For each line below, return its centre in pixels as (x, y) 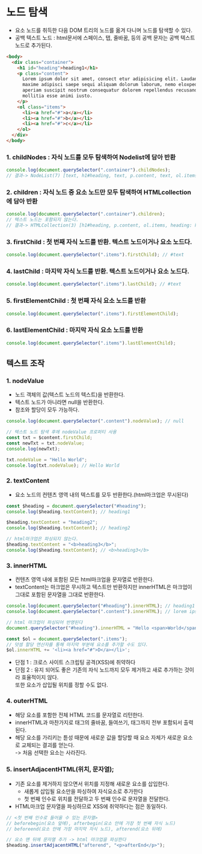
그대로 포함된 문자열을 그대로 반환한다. (60, 594)
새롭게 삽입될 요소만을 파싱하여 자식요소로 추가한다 (83, 791)
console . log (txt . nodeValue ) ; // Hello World (63, 465)
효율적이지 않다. (40, 678)
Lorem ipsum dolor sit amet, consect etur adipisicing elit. (100, 79)
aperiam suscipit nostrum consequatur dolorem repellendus (97, 90)
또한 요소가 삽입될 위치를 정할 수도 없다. (61, 685)
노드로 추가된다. (33, 45)
